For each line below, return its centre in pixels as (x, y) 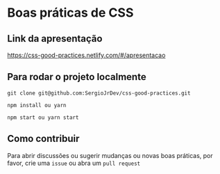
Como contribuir (43, 139)
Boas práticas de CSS (70, 13)
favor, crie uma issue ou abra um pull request (74, 163)
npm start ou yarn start (43, 117)
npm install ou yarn (37, 105)
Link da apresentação (55, 39)
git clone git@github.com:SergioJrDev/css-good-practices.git (99, 93)
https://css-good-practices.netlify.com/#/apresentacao (86, 55)
